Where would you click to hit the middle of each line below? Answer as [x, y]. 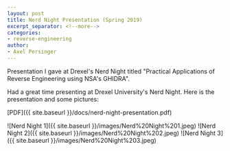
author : [18, 45]
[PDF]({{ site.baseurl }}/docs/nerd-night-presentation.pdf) [90, 112]
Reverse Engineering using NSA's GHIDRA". [69, 78]
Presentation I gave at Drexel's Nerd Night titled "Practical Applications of [111, 71]
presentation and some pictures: [53, 99]
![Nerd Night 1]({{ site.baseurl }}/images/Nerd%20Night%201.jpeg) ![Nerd [112, 126]
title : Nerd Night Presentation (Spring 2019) [75, 20]
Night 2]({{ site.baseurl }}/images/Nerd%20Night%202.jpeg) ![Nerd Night [112, 133]
